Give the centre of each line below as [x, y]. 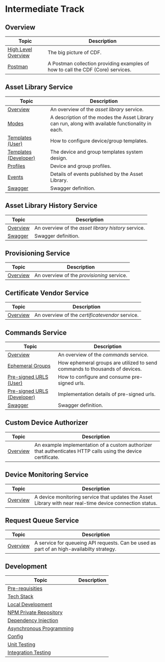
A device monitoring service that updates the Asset [93, 497]
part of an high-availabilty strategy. [75, 549]
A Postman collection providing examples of [98, 64]
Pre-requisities [25, 589]
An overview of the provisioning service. [81, 275]
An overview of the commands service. [103, 355]
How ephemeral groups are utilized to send [108, 363]
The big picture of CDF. [74, 52]
